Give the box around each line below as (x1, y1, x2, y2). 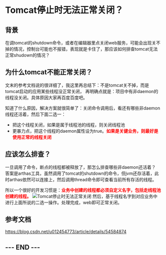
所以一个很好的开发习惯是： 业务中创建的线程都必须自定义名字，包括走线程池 (5, 187, 161, 193)
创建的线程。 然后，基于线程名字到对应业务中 (5, 193, 158, 199)
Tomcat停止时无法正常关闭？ (5, 4, 124, 16)
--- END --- (5, 243, 41, 252)
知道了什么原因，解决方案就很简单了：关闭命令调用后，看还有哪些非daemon (5, 105, 161, 111)
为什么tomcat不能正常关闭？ (5, 68, 92, 77)
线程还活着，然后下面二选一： (5, 111, 66, 117)
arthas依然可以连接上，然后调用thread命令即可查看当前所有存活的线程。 (9, 176, 157, 182)
